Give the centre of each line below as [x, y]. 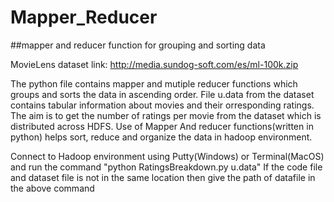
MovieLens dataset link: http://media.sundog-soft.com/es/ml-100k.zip [154, 64]
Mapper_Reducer [84, 17]
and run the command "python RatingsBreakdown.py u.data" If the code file [166, 167]
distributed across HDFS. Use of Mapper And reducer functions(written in [162, 126]
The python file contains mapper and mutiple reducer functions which [154, 83]
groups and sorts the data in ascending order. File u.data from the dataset [162, 94]
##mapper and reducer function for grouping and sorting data [138, 45]
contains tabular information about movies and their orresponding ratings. [162, 105]
